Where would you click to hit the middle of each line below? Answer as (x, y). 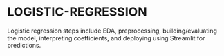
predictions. (24, 45)
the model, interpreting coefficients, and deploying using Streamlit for (106, 38)
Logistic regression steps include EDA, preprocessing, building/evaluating (112, 31)
